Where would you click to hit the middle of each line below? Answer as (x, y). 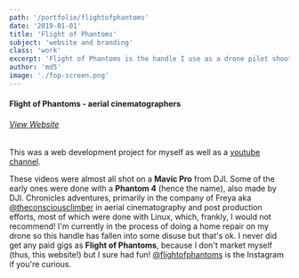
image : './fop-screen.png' (59, 76)
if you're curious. (40, 264)
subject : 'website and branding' (71, 42)
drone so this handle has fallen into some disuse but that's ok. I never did (143, 235)
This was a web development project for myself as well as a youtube (135, 151)
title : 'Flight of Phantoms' (63, 34)
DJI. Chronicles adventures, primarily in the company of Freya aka (130, 198)
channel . (25, 161)
